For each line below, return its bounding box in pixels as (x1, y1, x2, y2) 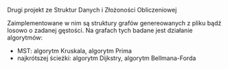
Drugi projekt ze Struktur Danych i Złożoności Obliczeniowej (7, 6, 177, 14)
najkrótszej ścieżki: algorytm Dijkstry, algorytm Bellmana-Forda (16, 54, 196, 62)
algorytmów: (7, 33, 43, 42)
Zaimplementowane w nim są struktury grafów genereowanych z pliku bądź (7, 19, 222, 27)
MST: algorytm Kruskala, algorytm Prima (16, 47, 133, 55)
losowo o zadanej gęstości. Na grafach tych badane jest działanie (7, 27, 193, 34)
